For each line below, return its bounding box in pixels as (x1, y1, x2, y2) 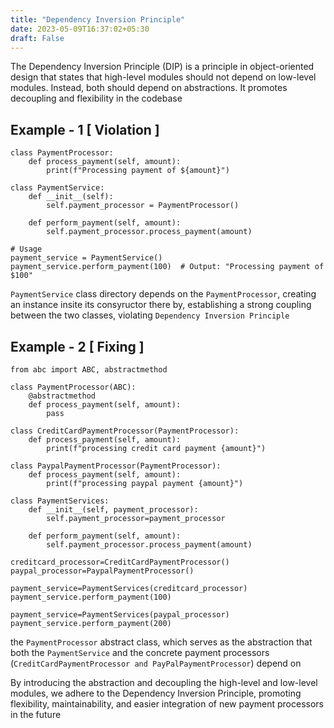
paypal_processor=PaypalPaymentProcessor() (10, 566, 195, 576)
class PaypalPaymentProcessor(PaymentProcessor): (10, 461, 222, 471)
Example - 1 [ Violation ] (10, 121, 160, 138)
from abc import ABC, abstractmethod (10, 365, 168, 375)
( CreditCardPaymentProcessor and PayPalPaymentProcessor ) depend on (10, 657, 302, 669)
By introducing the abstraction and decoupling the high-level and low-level (10, 677, 318, 688)
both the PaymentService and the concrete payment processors (10, 647, 270, 658)
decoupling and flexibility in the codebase (10, 92, 183, 105)
